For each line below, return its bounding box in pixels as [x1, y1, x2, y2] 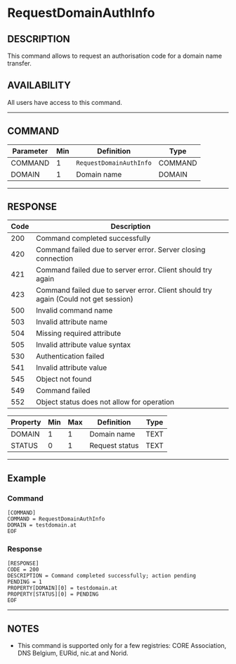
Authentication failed [36, 351, 105, 361]
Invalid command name [36, 306, 113, 315]
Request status [89, 441, 139, 451]
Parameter [12, 146, 48, 156]
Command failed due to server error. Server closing [36, 245, 206, 255]
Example [7, 472, 46, 484]
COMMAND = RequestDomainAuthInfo [7, 515, 105, 522]
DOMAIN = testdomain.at [7, 522, 77, 529]
